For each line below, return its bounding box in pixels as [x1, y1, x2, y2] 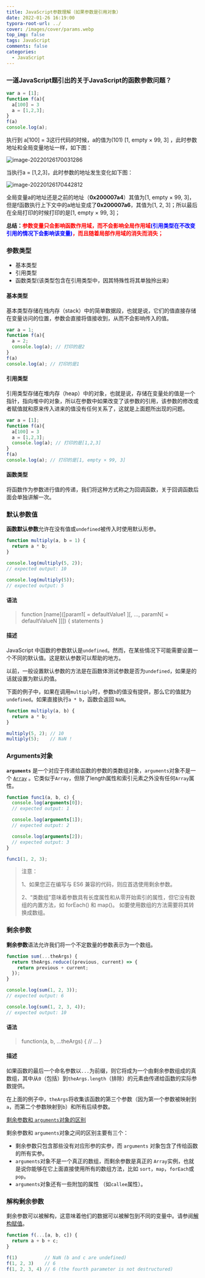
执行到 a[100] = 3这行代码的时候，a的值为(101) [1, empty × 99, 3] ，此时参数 [6, 136, 197, 144]
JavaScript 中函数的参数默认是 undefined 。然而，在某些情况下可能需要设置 [6, 646, 193, 654]
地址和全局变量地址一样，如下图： [6, 144, 92, 151]
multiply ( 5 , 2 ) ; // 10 [6, 730, 64, 736]
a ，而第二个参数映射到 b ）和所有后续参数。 [6, 1103, 114, 1111]
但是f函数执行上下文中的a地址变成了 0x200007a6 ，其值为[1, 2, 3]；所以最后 [6, 202, 198, 209]
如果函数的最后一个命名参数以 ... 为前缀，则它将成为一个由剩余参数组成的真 [6, 1067, 196, 1075]
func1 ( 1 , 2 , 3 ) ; [6, 856, 48, 862]
